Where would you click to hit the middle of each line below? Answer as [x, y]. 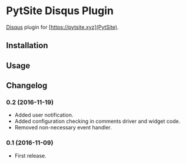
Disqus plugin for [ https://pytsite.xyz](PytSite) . [62, 27]
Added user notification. [44, 115]
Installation [27, 46]
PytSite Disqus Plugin [60, 11]
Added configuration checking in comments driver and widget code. [97, 121]
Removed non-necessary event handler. [63, 128]
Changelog [27, 86]
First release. [30, 155]
